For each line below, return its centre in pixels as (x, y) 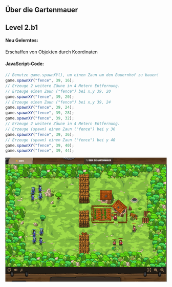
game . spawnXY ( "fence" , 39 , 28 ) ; (40, 113)
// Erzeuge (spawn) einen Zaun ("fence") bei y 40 (60, 140)
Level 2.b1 (22, 27)
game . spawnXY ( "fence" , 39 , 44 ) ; (40, 151)
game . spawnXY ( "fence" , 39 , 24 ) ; (40, 108)
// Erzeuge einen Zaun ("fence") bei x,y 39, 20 (58, 91)
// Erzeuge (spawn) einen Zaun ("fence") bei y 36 (60, 129)
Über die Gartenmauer (42, 10)
